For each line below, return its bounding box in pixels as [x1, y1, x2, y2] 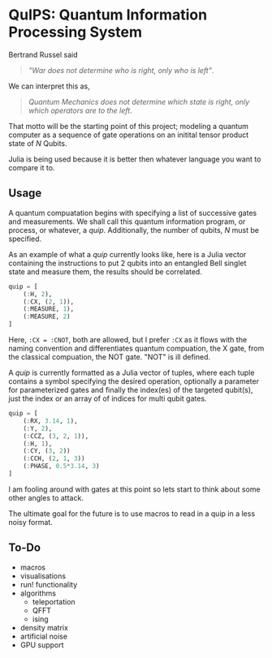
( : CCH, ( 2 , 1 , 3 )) [23, 454, 85, 463]
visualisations [19, 570, 67, 581]
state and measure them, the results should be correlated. [8, 266, 203, 277]
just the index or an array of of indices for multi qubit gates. [8, 394, 207, 403]
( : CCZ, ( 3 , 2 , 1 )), [23, 432, 89, 440]
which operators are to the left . [28, 105, 132, 115]
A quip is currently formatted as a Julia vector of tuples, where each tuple [8, 368, 255, 377]
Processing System [8, 23, 142, 41]
